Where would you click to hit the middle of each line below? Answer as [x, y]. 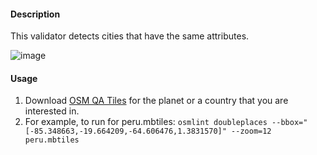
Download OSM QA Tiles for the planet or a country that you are [156, 101]
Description [35, 14]
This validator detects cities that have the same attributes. [130, 36]
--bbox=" [289, 123]
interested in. [52, 111]
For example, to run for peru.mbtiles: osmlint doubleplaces [146, 122]
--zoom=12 [251, 131]
